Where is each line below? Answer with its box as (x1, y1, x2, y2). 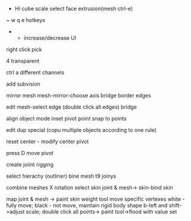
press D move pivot (6, 150, 54, 156)
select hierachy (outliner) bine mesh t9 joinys (6, 172, 117, 179)
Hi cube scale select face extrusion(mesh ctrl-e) (14, 5, 133, 12)
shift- (168, 202, 182, 209)
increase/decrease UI (23, 34, 77, 41)
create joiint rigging (6, 161, 54, 168)
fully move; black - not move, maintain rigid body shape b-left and (6, 202, 168, 209)
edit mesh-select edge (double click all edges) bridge (6, 103, 138, 110)
